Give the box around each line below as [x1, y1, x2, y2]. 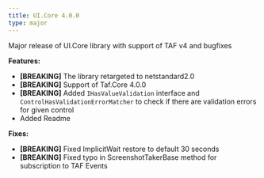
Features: [8, 56, 41, 66]
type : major [8, 19, 48, 27]
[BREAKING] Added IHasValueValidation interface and [19, 88, 200, 97]
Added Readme [19, 113, 71, 123]
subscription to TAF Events [19, 161, 109, 170]
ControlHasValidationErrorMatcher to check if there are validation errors [19, 97, 257, 106]
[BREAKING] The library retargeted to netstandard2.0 [19, 71, 195, 81]
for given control [19, 104, 75, 115]
